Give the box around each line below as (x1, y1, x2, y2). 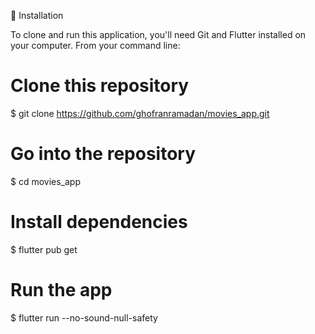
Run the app (10, 279, 113, 301)
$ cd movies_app (10, 175, 82, 187)
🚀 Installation (10, 10, 64, 21)
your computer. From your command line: (10, 40, 181, 51)
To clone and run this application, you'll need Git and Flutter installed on (10, 29, 307, 40)
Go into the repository (10, 143, 197, 165)
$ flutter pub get (10, 243, 78, 255)
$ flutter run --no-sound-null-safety (10, 311, 158, 324)
